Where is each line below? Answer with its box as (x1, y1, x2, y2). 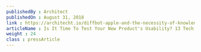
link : (6, 20, 23, 26)
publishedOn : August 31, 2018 (6, 14, 84, 20)
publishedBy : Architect (6, 8, 68, 15)
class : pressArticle (6, 36, 60, 42)
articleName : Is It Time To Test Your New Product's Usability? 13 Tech (6, 25, 194, 32)
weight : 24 (6, 31, 36, 37)
